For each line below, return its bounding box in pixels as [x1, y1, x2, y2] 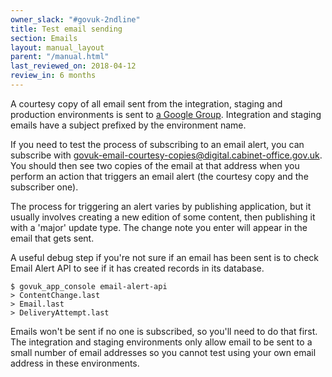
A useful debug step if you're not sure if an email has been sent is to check [10, 251, 320, 263]
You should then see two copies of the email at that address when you [10, 159, 300, 171]
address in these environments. [10, 357, 140, 369]
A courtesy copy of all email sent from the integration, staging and [10, 97, 283, 110]
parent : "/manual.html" [10, 52, 110, 62]
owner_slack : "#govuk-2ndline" [10, 14, 141, 25]
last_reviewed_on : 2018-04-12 [10, 61, 137, 71]
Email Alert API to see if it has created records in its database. [10, 262, 265, 274]
